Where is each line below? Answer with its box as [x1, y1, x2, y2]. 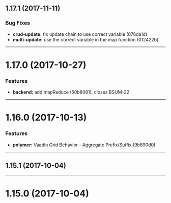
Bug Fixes [5, 19, 31, 27]
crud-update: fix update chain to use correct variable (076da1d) [12, 31, 148, 37]
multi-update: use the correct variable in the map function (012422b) [12, 36, 159, 42]
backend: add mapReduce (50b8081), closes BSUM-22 [12, 89, 130, 95]
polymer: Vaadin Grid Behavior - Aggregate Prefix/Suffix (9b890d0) [12, 142, 156, 148]
